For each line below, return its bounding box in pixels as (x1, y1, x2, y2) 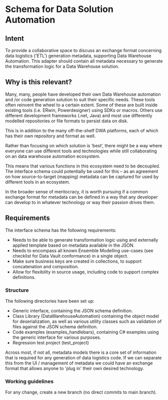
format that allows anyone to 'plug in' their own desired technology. (5, 365, 144, 371)
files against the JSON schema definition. (12, 323, 98, 329)
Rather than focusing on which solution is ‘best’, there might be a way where (5, 142, 162, 148)
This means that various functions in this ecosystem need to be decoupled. (5, 163, 160, 169)
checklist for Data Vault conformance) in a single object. (12, 253, 128, 259)
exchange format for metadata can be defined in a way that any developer (5, 194, 158, 200)
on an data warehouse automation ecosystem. (5, 153, 101, 159)
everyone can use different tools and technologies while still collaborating (5, 148, 157, 154)
